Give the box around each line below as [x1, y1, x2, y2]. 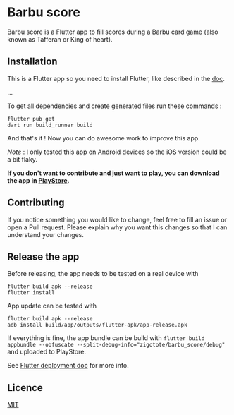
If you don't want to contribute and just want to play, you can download [7, 169, 220, 177]
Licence [7, 382, 44, 394]
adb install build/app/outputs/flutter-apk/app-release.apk [7, 322, 188, 329]
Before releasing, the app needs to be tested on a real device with [7, 270, 199, 278]
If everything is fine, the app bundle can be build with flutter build [7, 334, 205, 342]
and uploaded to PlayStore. [7, 347, 87, 356]
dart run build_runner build [7, 121, 93, 128]
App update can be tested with [7, 301, 97, 311]
